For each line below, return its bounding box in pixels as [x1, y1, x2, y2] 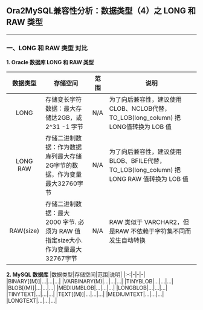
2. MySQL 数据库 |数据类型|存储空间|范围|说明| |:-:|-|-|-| [6, 271, 146, 279]
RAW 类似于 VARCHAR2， [109, 218, 183, 226]
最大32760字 [45, 179, 83, 188]
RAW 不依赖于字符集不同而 [115, 227, 192, 236]
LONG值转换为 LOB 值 [109, 123, 172, 131]
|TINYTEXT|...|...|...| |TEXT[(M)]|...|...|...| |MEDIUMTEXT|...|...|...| [6, 291, 164, 298]
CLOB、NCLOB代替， [109, 105, 171, 113]
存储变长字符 [45, 96, 82, 104]
